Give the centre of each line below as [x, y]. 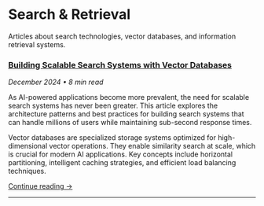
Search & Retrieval [70, 15]
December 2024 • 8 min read [56, 82]
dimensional [28, 146]
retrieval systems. [37, 44]
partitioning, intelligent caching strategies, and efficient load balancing [122, 163]
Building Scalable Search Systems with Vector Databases [120, 64]
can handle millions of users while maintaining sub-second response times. [130, 123]
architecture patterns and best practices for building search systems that [126, 114]
